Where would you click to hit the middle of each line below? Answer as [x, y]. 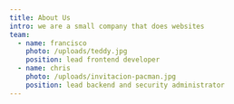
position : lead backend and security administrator [125, 85]
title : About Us [40, 18]
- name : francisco [53, 43]
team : [19, 34]
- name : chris [44, 69]
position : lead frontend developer [93, 60]
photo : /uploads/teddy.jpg [77, 52]
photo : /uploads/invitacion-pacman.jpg [101, 77]
